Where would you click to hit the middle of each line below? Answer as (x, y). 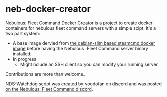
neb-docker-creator (48, 9)
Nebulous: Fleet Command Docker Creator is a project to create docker (79, 23)
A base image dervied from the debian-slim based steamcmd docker (84, 43)
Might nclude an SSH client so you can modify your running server (89, 64)
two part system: (23, 33)
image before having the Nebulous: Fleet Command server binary (80, 48)
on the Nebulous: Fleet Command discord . (49, 89)
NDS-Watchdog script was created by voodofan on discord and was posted (83, 84)
